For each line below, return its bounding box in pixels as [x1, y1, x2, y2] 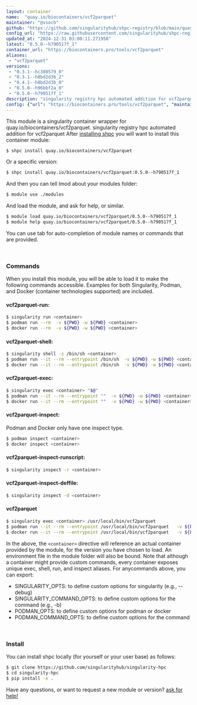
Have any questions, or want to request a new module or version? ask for [6, 686, 183, 693]
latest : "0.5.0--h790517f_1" [6, 42, 77, 48]
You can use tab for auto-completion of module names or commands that [6, 230, 184, 237]
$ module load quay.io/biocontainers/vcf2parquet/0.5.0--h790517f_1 [6, 214, 177, 220]
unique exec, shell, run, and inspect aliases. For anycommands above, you [6, 565, 186, 572]
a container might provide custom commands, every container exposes [6, 559, 178, 566]
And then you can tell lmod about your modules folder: [6, 180, 138, 187]
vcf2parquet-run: [6, 301, 50, 308]
